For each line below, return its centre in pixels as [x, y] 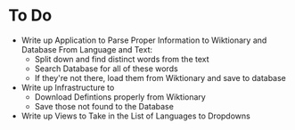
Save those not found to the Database [104, 106]
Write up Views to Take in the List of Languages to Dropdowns [135, 116]
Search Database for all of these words [107, 69]
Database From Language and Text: [87, 49]
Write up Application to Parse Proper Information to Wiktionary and [144, 40]
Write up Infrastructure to [68, 87]
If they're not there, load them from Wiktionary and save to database [160, 77]
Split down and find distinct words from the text [122, 59]
